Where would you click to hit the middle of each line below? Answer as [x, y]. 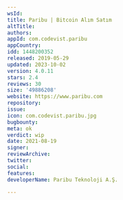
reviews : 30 [24, 84]
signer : [18, 148]
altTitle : [21, 26]
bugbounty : [23, 122]
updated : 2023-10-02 [37, 65]
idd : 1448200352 [30, 52]
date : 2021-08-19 [32, 142]
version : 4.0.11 [30, 71]
